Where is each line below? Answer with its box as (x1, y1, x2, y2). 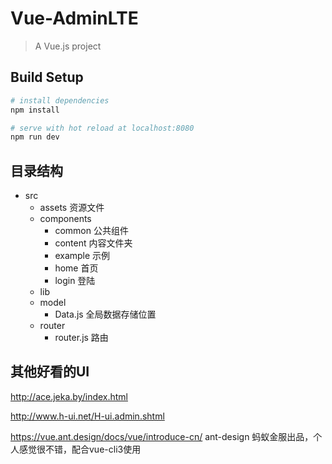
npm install (10, 105, 60, 115)
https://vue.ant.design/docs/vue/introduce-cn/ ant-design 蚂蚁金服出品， (10, 430, 314, 442)
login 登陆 (54, 275, 96, 287)
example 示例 (54, 250, 111, 262)
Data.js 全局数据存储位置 (54, 308, 157, 321)
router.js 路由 (54, 332, 109, 344)
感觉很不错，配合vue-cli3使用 (18, 443, 142, 455)
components (39, 213, 92, 225)
